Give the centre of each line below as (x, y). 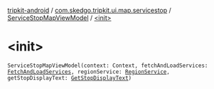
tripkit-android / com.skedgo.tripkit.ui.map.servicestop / (90, 10)
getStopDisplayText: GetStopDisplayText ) (70, 78)
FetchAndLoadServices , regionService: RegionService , (89, 72)
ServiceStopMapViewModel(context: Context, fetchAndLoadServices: (108, 66)
